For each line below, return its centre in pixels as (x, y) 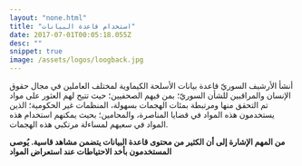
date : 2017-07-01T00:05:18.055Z (70, 34)
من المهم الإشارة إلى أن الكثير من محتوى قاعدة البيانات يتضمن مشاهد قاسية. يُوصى (147, 142)
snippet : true (36, 52)
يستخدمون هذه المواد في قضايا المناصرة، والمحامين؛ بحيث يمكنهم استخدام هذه (142, 115)
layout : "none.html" (49, 18)
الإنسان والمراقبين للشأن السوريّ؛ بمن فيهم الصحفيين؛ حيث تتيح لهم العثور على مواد (151, 95)
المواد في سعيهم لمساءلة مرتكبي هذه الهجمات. (89, 124)
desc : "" (26, 43)
